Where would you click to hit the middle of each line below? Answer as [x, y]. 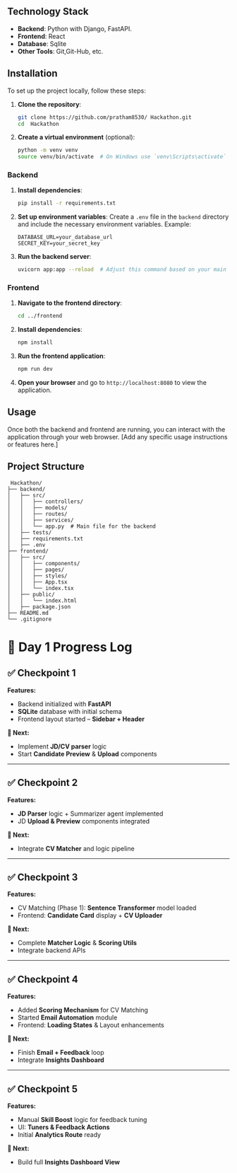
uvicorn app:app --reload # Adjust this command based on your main [122, 270]
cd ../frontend [40, 316]
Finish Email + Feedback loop [61, 1053]
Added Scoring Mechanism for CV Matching [83, 1010]
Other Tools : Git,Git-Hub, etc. [60, 51]
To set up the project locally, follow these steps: [77, 91]
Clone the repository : [49, 104]
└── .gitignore [30, 619]
